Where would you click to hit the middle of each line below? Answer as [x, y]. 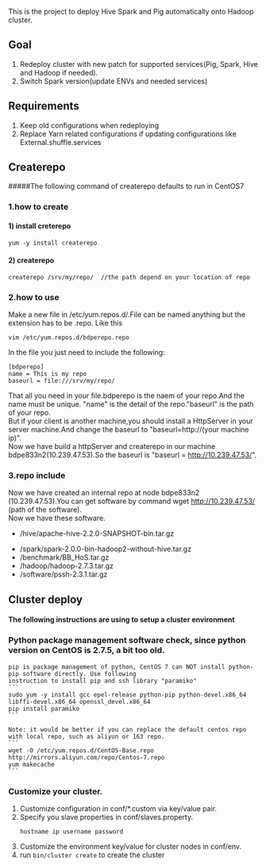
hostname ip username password [71, 831]
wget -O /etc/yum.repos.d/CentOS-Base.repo [81, 750]
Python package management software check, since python [127, 640]
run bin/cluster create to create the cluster [92, 854]
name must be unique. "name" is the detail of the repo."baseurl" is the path [131, 404]
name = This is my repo [48, 374]
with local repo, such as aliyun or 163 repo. [87, 736]
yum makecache [32, 764]
